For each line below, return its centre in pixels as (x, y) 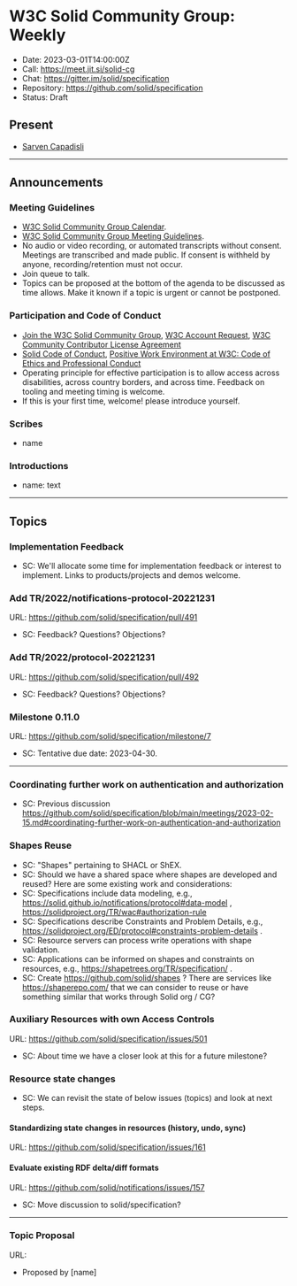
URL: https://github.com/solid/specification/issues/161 (107, 1147)
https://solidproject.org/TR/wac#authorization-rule (114, 912)
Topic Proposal (42, 1236)
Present (31, 125)
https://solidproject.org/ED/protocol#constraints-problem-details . (142, 930)
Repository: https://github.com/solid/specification (112, 88)
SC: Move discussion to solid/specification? (101, 1205)
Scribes (26, 424)
